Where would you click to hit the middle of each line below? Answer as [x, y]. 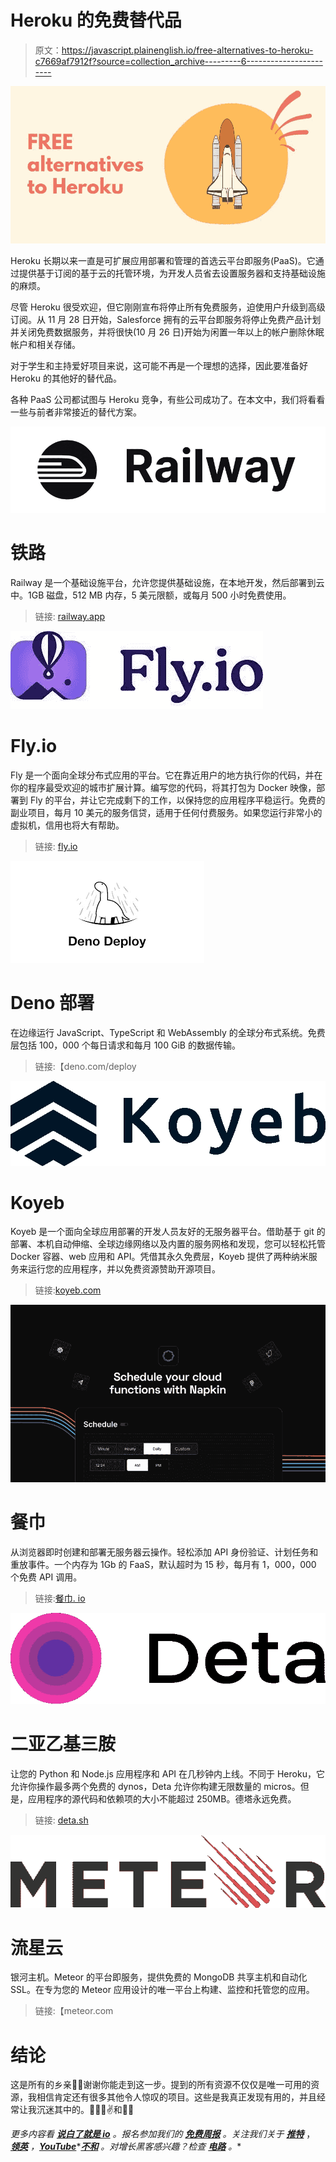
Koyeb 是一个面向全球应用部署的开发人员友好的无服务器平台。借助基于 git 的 [168, 1232]
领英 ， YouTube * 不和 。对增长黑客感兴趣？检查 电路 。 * [126, 2147]
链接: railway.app [70, 616]
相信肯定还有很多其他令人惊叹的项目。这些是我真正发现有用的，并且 [176, 2097]
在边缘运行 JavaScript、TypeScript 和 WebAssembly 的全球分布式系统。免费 [168, 1032]
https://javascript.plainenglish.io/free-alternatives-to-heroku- [187, 50]
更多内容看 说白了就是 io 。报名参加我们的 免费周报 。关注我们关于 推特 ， [163, 2134]
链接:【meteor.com [74, 2011]
